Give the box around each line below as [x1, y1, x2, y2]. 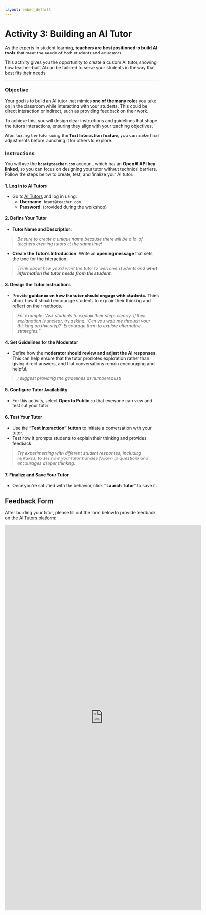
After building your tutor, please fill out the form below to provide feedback [5, 510, 156, 516]
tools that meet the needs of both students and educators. [5, 50, 123, 55]
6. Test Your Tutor [5, 414, 43, 420]
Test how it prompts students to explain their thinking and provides [12, 435, 147, 441]
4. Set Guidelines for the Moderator [5, 339, 78, 345]
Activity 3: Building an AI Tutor [5, 28, 132, 39]
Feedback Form [5, 497, 54, 505]
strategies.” [17, 328, 41, 334]
